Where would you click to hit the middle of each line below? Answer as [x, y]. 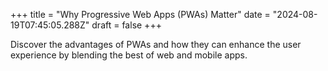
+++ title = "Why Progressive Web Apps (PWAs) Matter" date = [140, 14]
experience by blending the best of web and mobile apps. [129, 55]
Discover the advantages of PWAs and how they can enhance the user [156, 44]
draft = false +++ [126, 25]
